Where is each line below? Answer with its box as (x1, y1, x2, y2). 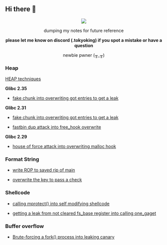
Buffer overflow (5, 223, 44, 230)
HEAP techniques (5, 76, 41, 82)
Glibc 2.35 (5, 86, 27, 92)
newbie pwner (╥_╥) (63, 52, 105, 58)
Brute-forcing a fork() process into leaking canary (12, 234, 115, 240)
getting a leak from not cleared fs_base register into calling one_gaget (12, 210, 157, 216)
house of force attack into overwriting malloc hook (12, 143, 116, 149)
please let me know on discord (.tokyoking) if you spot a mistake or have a (5, 37, 163, 43)
